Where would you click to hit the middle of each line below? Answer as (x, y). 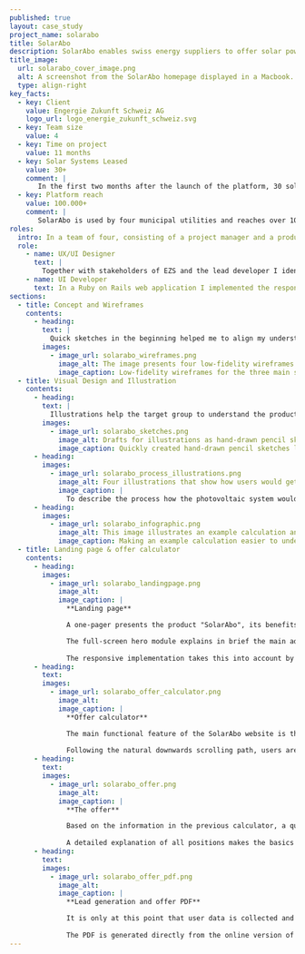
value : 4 (42, 136)
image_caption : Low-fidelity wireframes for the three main (174, 372)
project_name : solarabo (54, 34)
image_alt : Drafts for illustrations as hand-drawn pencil (172, 440)
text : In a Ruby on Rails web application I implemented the (152, 288)
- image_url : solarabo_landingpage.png (125, 583)
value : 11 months (59, 152)
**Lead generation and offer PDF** (134, 902)
